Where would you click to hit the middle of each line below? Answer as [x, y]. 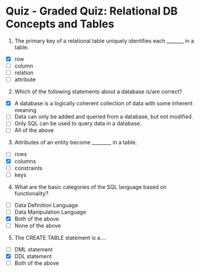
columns [25, 161]
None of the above [37, 225]
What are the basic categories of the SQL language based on [90, 187]
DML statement [34, 249]
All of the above [34, 130]
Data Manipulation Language [50, 212]
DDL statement [33, 256]
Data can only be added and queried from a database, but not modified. [104, 117]
